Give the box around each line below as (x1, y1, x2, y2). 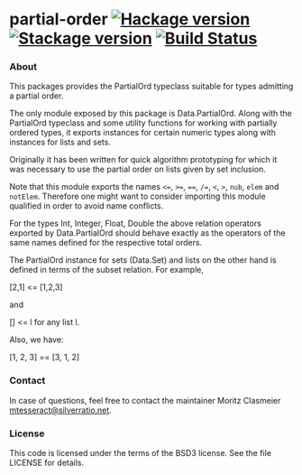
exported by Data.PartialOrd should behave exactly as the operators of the (9, 228, 286, 238)
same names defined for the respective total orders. (9, 237, 203, 248)
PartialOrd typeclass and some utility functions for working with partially (9, 117, 278, 128)
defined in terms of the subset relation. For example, (9, 265, 205, 275)
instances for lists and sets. (9, 136, 111, 148)
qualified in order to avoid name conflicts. (9, 200, 164, 211)
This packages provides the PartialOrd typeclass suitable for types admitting (9, 81, 294, 92)
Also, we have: (9, 334, 64, 345)
